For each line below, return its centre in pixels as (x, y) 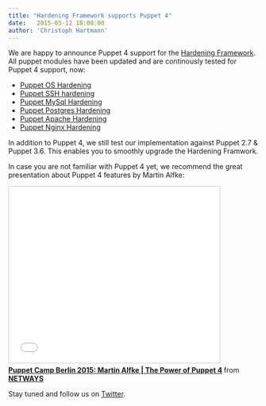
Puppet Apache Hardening (63, 119)
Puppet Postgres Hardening (65, 110)
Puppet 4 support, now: (47, 70)
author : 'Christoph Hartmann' (58, 30)
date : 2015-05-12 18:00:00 (56, 23)
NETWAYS (26, 379)
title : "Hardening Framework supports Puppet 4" (90, 15)
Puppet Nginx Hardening (60, 127)
